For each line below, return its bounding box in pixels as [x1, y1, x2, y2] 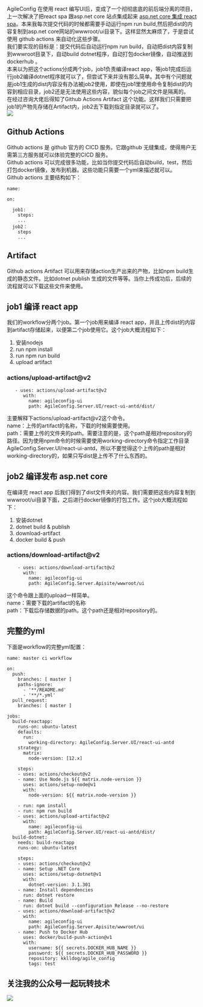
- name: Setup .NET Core [17, 866, 80, 872]
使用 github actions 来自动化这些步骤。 [7, 36, 104, 42]
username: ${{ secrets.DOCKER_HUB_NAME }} [28, 944, 137, 951]
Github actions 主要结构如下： [7, 173, 82, 181]
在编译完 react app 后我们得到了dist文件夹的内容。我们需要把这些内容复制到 [7, 488, 196, 495]
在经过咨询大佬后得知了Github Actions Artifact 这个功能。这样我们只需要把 [7, 96, 192, 102]
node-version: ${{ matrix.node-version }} [28, 792, 137, 798]
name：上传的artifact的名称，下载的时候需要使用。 [7, 422, 134, 429]
